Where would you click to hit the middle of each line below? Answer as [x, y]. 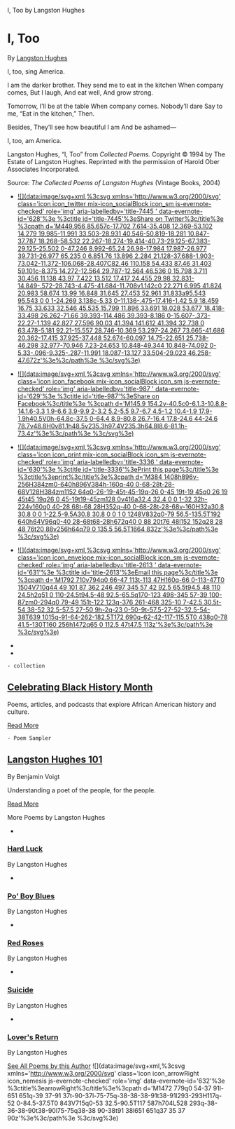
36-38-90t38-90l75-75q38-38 [52, 1111]
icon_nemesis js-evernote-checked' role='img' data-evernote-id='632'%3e [116, 1081]
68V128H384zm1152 [47, 492]
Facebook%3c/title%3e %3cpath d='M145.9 [81, 403]
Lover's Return [33, 1037]
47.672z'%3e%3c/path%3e [57, 360]
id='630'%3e [36, 469]
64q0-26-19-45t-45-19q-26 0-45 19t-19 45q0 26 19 [153, 492]
